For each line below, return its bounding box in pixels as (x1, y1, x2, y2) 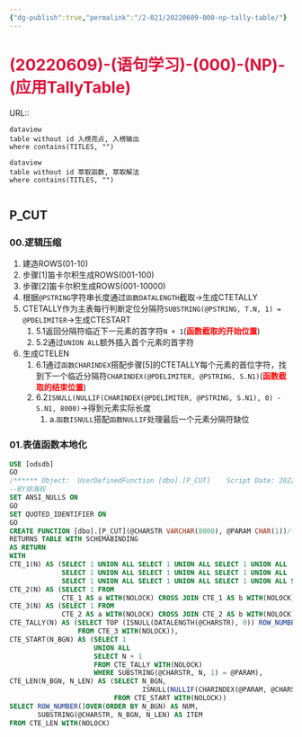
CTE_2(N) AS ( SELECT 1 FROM (9, 585, 115, 594)
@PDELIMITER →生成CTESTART (22, 315, 132, 325)
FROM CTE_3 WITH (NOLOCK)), (77, 626, 179, 636)
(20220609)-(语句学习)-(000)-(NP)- (9, 55, 286, 75)
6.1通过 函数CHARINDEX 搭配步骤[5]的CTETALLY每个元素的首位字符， (35, 360, 280, 370)
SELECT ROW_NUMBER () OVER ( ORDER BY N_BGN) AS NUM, (9, 702, 200, 711)
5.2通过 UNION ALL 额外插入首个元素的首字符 (35, 337, 195, 348)
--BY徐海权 (9, 484, 47, 494)
